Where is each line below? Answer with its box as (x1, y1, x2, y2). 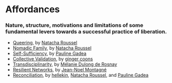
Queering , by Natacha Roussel (12, 40, 78, 46)
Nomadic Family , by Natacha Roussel (12, 45, 91, 51)
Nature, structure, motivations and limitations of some (5, 22, 144, 29)
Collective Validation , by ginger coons (12, 56, 93, 62)
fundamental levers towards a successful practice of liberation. (5, 28, 167, 35)
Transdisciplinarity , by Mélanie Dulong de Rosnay (12, 61, 117, 67)
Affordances (5, 4, 60, 15)
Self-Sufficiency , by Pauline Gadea (12, 50, 87, 57)
